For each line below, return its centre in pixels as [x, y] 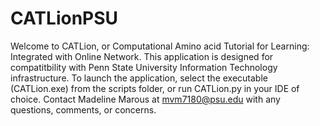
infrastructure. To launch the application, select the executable [139, 78]
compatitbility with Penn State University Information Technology [144, 67]
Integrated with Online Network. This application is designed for [142, 56]
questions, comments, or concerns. [83, 109]
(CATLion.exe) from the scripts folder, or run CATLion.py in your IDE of [155, 88]
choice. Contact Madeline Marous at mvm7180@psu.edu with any [145, 99]
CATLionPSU [64, 18]
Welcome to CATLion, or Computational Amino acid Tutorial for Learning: [160, 46]
